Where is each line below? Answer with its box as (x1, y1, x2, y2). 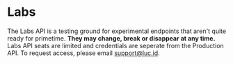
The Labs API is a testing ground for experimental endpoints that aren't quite (7, 27, 227, 35)
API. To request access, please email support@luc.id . (7, 49, 160, 57)
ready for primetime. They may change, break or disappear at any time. (7, 34, 216, 42)
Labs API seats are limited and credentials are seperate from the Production (7, 41, 224, 50)
